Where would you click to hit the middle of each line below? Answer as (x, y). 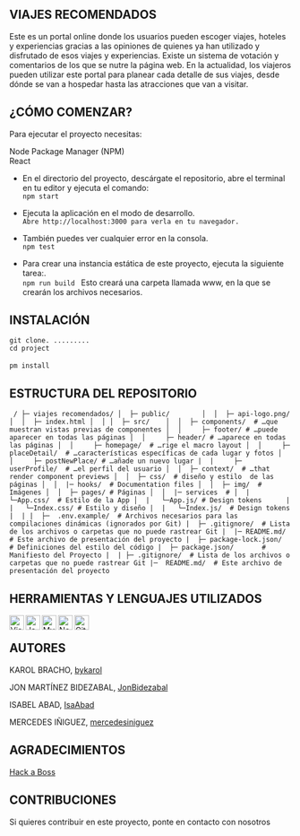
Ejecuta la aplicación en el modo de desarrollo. (108, 213)
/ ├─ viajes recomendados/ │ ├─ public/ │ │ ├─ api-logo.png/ (152, 414)
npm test (39, 247)
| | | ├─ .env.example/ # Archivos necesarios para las (124, 516)
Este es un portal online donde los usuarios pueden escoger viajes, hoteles (148, 36)
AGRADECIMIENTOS (67, 750)
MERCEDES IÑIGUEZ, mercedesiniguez (81, 722)
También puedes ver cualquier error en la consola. (115, 238)
